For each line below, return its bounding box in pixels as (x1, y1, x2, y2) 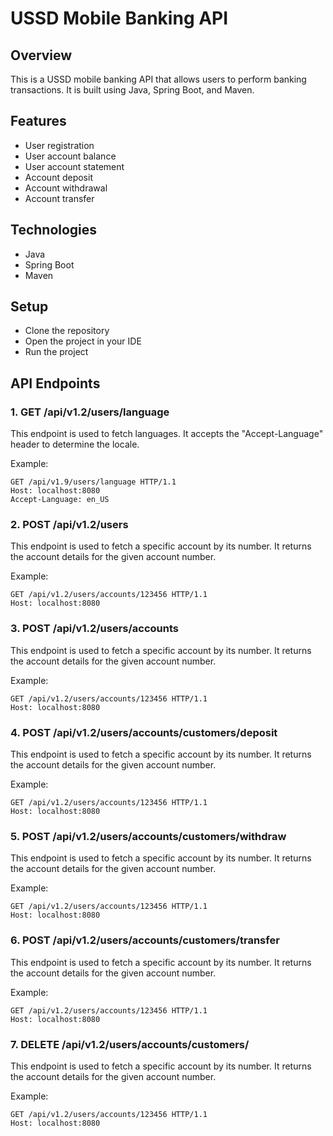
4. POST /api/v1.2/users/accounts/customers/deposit (10, 725, 278, 739)
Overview (10, 47, 73, 64)
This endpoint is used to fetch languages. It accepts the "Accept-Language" (10, 428, 324, 440)
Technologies (10, 222, 98, 239)
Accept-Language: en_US (10, 495, 110, 505)
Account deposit (24, 171, 93, 183)
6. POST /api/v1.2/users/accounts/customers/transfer (10, 933, 280, 947)
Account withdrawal (24, 182, 108, 194)
